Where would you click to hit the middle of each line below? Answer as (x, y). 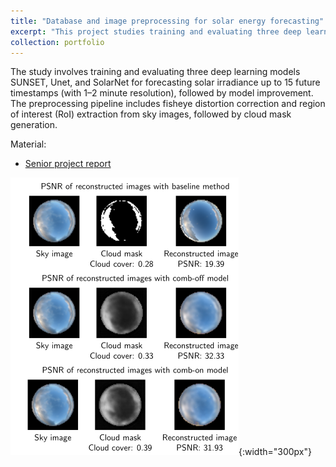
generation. (34, 125)
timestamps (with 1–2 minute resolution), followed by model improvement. (162, 93)
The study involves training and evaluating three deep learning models (155, 72)
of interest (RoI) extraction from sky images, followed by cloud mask (151, 114)
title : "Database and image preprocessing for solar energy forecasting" (167, 21)
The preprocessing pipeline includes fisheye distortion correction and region (168, 104)
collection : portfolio (57, 42)
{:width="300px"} (275, 452)
